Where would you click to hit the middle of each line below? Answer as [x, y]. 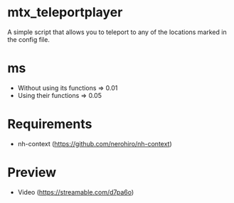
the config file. [28, 39]
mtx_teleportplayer [65, 12]
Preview [32, 172]
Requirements [50, 124]
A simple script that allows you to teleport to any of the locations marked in [117, 32]
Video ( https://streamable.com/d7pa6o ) [76, 192]
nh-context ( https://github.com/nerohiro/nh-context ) [95, 143]
